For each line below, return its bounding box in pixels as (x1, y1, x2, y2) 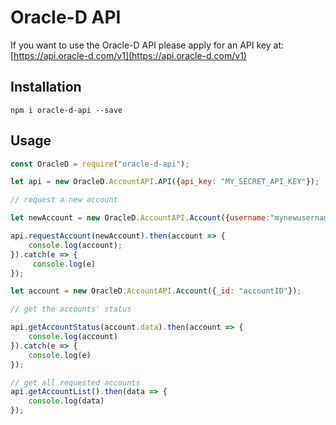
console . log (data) (28, 396, 105, 406)
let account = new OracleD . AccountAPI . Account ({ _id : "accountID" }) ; (10, 286, 302, 296)
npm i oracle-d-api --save (10, 105, 123, 115)
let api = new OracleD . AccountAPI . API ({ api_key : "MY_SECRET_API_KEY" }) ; (10, 177, 320, 187)
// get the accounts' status (10, 304, 132, 315)
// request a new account (10, 195, 118, 205)
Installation (10, 79, 82, 96)
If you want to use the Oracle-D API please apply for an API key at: (10, 39, 285, 51)
